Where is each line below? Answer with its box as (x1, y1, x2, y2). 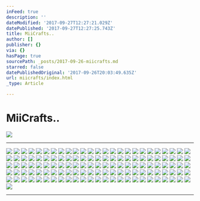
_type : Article (6, 81, 44, 87)
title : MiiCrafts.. (6, 31, 55, 37)
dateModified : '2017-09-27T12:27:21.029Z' (6, 20, 113, 26)
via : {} (6, 48, 26, 54)
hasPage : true (6, 53, 42, 59)
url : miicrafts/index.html (6, 75, 73, 81)
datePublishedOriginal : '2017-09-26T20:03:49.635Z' (6, 70, 137, 76)
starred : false (6, 64, 44, 70)
